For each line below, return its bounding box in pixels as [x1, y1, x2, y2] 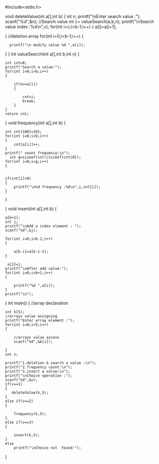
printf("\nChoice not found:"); [14, 446, 81, 450]
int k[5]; [5, 310, 25, 315]
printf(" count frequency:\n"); [5, 150, 70, 155]
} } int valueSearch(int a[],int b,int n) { [5, 51, 80, 57]
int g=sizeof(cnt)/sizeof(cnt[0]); [9, 155, 81, 160]
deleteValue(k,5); [11, 390, 49, 395]
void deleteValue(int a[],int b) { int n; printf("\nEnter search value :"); [5, 14, 141, 19]
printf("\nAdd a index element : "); [5, 224, 81, 229]
